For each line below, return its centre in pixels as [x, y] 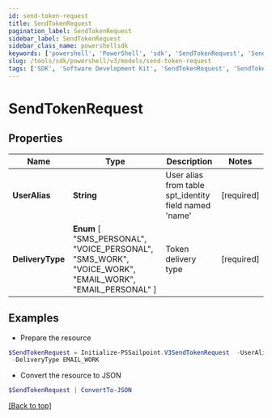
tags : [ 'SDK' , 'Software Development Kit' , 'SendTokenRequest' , [119, 69]
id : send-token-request [49, 16]
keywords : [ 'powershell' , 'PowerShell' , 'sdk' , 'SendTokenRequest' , [126, 53]
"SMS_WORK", [101, 258]
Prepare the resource [55, 338]
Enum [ [87, 228]
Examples [34, 318]
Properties [36, 139]
